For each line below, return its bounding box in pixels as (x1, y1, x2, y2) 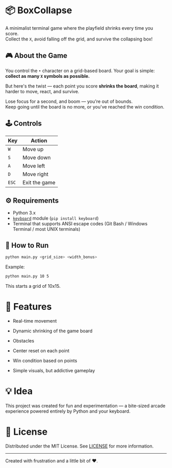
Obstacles (12, 337, 34, 344)
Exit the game (22, 179, 55, 186)
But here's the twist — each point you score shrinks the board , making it (5, 83, 159, 89)
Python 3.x (12, 210, 36, 216)
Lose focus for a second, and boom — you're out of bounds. (5, 98, 133, 104)
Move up (22, 145, 44, 153)
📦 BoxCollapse (5, 5, 73, 16)
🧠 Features (5, 301, 52, 313)
